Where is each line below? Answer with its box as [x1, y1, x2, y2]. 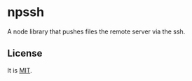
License [7, 47, 43, 59]
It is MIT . [7, 66, 33, 74]
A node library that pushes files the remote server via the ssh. [7, 27, 186, 36]
